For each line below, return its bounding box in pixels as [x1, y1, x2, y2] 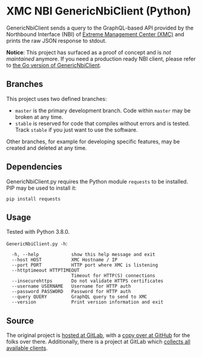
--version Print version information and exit [11, 299, 164, 306]
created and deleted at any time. [6, 144, 87, 152]
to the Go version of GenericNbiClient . [6, 62, 102, 69]
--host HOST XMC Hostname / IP [11, 257, 118, 263]
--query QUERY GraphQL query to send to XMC [11, 294, 148, 300]
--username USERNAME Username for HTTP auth [11, 283, 131, 289]
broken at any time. [15, 113, 64, 120]
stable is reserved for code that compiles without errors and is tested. [15, 120, 191, 127]
